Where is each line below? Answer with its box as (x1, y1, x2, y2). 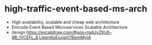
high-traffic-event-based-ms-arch (4, 3, 148, 14)
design (11, 29, 26, 35)
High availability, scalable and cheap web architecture (11, 19, 120, 25)
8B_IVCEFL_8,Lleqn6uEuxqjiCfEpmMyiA (11, 34, 91, 40)
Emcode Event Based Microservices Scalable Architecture (11, 24, 128, 30)
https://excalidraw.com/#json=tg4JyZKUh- (26, 29, 112, 35)
